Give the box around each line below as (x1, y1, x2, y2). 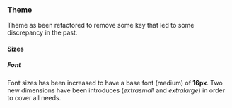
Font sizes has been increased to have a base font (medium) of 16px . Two (7, 78, 223, 87)
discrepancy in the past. (7, 28, 78, 37)
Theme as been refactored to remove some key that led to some (7, 21, 195, 30)
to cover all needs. (7, 93, 62, 102)
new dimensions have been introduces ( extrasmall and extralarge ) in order (7, 86, 226, 95)
